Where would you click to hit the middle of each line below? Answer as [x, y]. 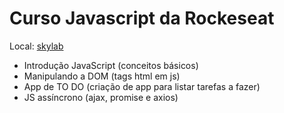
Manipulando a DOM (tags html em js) [102, 76]
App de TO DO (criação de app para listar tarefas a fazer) [142, 86]
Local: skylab [36, 46]
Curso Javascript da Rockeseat [142, 18]
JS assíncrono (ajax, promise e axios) [101, 97]
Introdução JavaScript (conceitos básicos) [111, 65]
